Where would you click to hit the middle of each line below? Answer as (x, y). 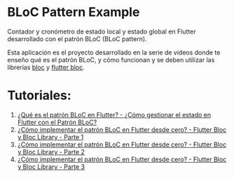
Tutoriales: (39, 96)
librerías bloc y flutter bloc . (46, 67)
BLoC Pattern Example (74, 12)
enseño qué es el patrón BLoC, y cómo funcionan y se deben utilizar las (111, 59)
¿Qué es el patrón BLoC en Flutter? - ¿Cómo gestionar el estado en (114, 114)
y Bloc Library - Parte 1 (50, 137)
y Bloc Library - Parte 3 (51, 166)
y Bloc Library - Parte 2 (51, 151)
